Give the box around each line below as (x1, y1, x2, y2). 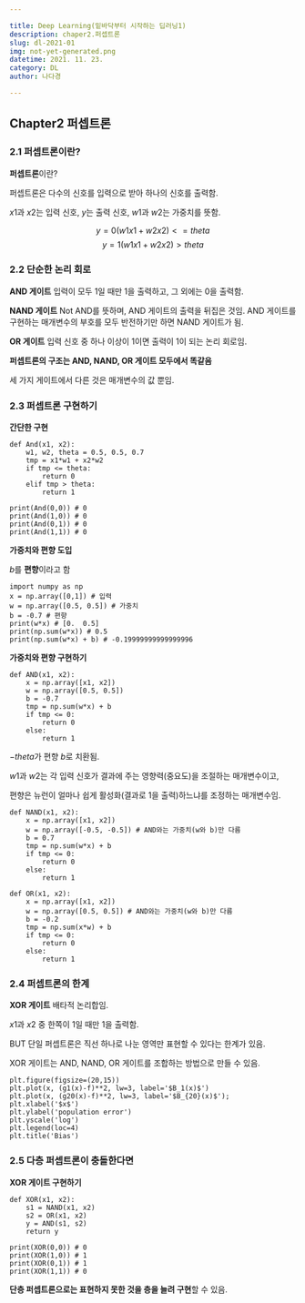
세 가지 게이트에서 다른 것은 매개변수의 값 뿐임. (9, 374, 175, 385)
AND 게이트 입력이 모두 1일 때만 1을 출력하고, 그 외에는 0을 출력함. (9, 286, 244, 297)
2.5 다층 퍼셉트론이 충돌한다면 (9, 1155, 135, 1167)
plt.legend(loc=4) (9, 1124, 79, 1133)
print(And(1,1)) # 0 (9, 528, 88, 537)
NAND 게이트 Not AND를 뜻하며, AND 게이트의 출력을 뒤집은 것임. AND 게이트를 (9, 305, 297, 316)
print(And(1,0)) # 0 (9, 511, 88, 521)
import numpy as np (9, 582, 84, 591)
